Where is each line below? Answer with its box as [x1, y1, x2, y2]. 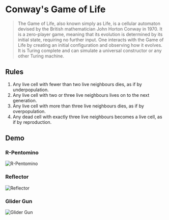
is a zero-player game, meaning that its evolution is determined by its [17, 31, 163, 37]
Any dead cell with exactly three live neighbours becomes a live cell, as [12, 114, 162, 120]
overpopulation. [12, 108, 46, 114]
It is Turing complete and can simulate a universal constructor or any [17, 47, 162, 53]
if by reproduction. [12, 119, 52, 125]
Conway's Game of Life [5, 4, 106, 15]
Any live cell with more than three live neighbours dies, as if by [12, 103, 144, 109]
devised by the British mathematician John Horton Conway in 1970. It [17, 25, 163, 32]
